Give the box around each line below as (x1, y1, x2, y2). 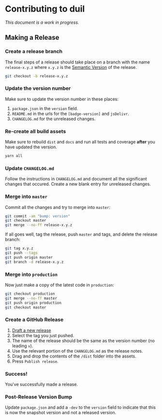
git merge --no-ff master (5, 296, 57, 301)
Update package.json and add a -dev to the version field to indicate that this (5, 404, 156, 410)
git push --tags (5, 251, 38, 256)
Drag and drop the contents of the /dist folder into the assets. (12, 353, 136, 359)
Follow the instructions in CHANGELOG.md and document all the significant (5, 176, 147, 182)
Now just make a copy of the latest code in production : (5, 282, 115, 288)
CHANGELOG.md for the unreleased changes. (12, 115, 96, 122)
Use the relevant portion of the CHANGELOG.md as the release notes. (12, 348, 144, 354)
